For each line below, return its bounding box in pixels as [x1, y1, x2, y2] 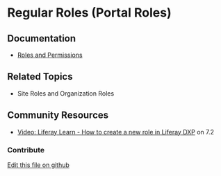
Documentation [7, 33, 76, 44]
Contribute [7, 145, 45, 155]
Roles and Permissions [17, 51, 83, 59]
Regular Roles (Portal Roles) [7, 5, 172, 21]
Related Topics [7, 71, 73, 82]
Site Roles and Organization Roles [17, 89, 115, 98]
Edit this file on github [7, 161, 69, 169]
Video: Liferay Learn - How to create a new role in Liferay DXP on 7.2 [17, 127, 214, 136]
